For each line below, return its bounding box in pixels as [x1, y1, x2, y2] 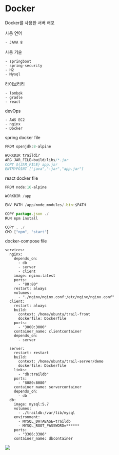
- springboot [5, 59, 32, 64]
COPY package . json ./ [5, 211, 49, 216]
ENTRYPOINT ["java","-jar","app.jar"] [5, 167, 84, 171]
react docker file [5, 175, 38, 181]
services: [5, 248, 25, 253]
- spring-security [5, 63, 42, 68]
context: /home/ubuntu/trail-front [18, 312, 91, 317]
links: [14, 368, 27, 373]
